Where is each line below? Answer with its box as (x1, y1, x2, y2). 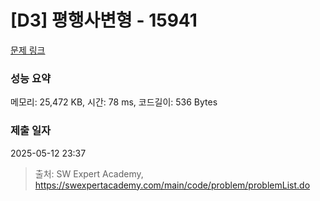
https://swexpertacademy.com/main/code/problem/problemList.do (34, 179, 311, 191)
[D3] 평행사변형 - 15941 (10, 9, 198, 32)
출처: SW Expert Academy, (34, 167, 144, 180)
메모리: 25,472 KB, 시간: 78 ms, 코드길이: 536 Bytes (10, 96, 218, 108)
